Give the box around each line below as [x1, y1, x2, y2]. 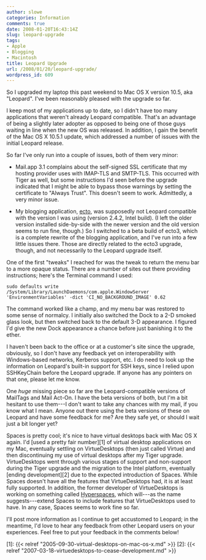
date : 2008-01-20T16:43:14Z [6, 26, 78, 33]
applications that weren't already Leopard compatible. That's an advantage [6, 113, 196, 121]
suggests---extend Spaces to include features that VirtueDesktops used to [6, 497, 196, 505]
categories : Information [6, 15, 70, 21]
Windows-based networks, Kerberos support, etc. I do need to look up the [6, 356, 194, 364]
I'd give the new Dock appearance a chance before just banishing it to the [6, 324, 193, 332]
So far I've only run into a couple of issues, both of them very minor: [6, 152, 179, 159]
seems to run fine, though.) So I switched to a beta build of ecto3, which [15, 228, 198, 235]
